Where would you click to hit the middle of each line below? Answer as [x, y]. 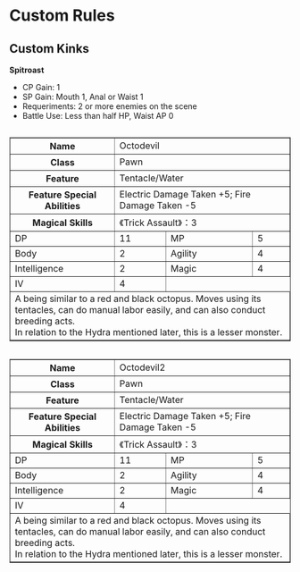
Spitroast [27, 70]
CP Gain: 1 [41, 87]
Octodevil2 [142, 367]
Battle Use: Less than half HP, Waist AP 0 [98, 116]
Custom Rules [62, 16]
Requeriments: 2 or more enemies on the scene [110, 106]
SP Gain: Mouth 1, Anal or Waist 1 [83, 97]
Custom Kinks [49, 49]
